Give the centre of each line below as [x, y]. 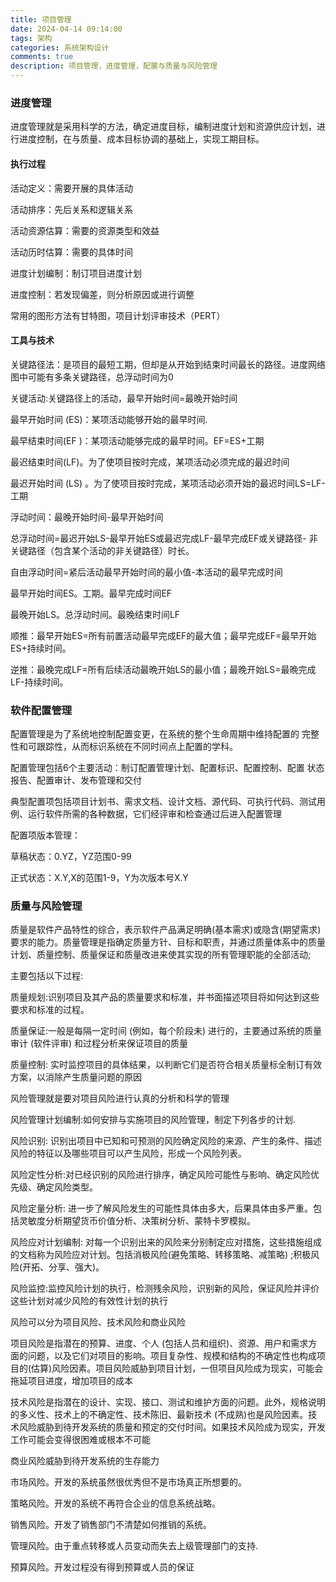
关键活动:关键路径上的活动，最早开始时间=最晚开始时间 [124, 398]
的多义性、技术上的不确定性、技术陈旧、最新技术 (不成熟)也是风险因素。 [159, 1415]
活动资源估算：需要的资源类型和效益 [85, 230]
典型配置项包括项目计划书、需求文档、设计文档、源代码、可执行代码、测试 [163, 801]
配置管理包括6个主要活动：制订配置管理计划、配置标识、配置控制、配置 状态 [167, 767]
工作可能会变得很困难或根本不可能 [80, 1440]
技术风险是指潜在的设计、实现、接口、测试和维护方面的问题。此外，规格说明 [168, 1402]
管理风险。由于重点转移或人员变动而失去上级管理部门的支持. [134, 1546]
